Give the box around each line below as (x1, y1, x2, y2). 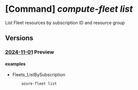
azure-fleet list (21, 81, 57, 87)
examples (5, 60, 26, 67)
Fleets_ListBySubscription (12, 72, 65, 78)
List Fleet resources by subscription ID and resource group (5, 20, 125, 26)
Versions (5, 34, 34, 42)
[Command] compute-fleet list (5, 3, 133, 15)
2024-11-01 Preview (5, 49, 54, 56)
